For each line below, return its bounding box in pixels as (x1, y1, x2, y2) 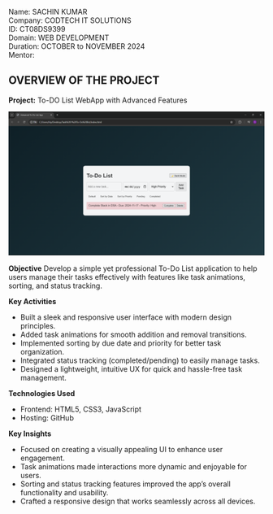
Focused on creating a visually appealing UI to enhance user (19, 445, 223, 455)
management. (19, 373, 67, 383)
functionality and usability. (19, 488, 109, 498)
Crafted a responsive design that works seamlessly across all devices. (19, 496, 256, 507)
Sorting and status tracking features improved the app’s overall (19, 479, 232, 489)
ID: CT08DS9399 (8, 24, 66, 33)
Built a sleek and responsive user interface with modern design (19, 312, 232, 322)
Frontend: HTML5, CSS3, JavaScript (19, 404, 142, 414)
